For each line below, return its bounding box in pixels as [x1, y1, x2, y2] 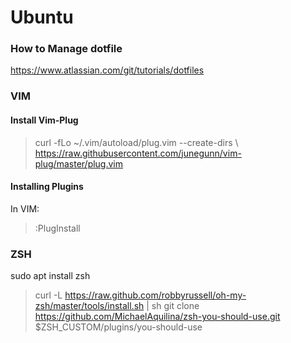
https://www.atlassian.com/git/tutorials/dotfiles [10, 64, 205, 76]
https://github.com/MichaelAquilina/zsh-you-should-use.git [34, 311, 281, 323]
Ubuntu [10, 6, 74, 29]
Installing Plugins [10, 181, 84, 193]
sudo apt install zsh [10, 270, 91, 282]
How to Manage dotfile [10, 42, 123, 56]
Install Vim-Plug [10, 114, 79, 126]
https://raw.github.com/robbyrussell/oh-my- [64, 289, 247, 301]
